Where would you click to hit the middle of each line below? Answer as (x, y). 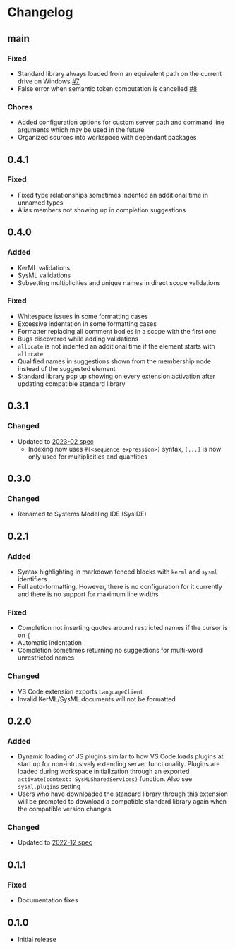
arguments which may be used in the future (81, 130)
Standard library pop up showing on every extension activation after (116, 376)
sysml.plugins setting (49, 787)
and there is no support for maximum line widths (88, 594)
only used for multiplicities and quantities (88, 457)
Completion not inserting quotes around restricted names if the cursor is (122, 628)
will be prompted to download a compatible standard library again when (122, 802)
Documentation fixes (48, 900)
